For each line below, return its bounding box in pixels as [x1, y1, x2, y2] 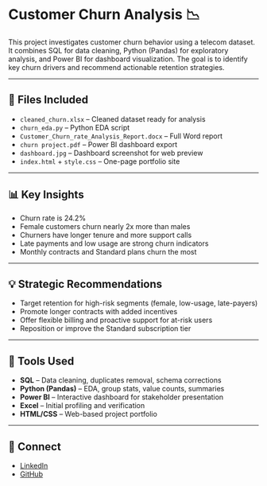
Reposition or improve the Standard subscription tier [19, 324, 192, 333]
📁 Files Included [8, 93, 89, 107]
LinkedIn [19, 461, 48, 470]
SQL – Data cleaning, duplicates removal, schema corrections [19, 375, 222, 385]
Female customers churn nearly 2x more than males [19, 221, 191, 231]
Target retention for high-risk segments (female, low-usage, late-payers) [19, 298, 258, 308]
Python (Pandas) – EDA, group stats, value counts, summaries [19, 384, 225, 394]
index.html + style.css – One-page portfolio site [19, 156, 180, 166]
